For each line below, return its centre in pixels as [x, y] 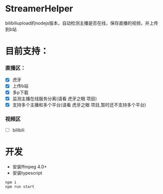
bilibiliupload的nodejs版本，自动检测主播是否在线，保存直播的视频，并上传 [82, 23]
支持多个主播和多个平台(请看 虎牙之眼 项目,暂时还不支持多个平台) [79, 104]
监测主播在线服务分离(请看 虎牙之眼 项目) [55, 98]
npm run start [20, 187]
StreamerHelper [39, 9]
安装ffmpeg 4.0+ [30, 167]
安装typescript [27, 173]
